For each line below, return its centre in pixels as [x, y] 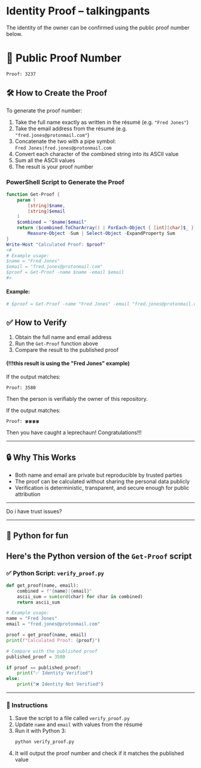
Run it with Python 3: [41, 731]
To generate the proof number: [44, 110]
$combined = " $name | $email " [52, 223]
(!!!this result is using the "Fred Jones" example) [68, 364]
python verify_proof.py [45, 742]
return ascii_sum [39, 602]
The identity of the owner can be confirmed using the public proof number [98, 28]
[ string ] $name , [47, 205]
